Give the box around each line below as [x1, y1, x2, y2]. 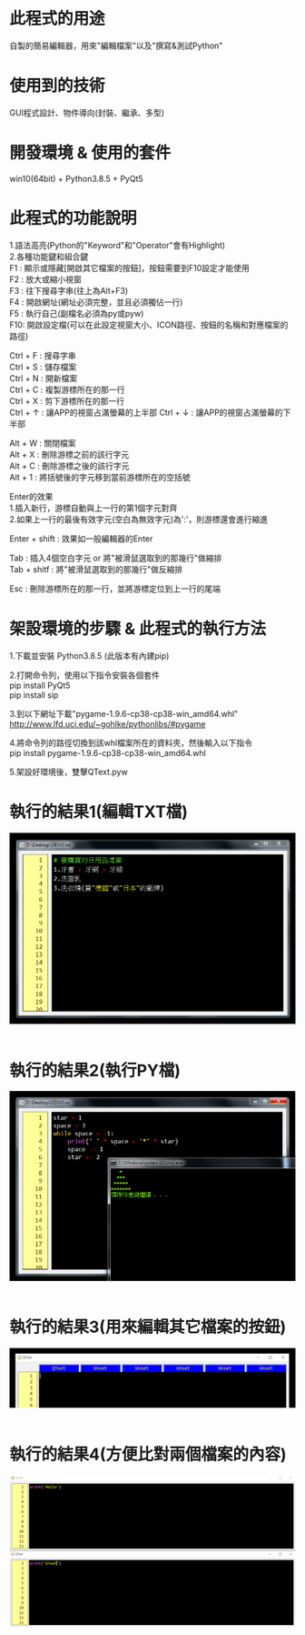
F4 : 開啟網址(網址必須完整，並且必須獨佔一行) [9, 297, 183, 308]
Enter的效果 [9, 490, 54, 501]
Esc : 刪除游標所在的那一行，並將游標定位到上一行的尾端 [9, 583, 221, 594]
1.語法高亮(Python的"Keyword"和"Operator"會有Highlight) [9, 239, 225, 250]
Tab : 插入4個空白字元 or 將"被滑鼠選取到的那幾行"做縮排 [9, 552, 222, 563]
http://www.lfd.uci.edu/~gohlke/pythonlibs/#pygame [9, 718, 206, 729]
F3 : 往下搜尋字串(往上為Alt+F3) [9, 285, 129, 296]
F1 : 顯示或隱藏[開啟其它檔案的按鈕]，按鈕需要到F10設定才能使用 [9, 262, 250, 273]
